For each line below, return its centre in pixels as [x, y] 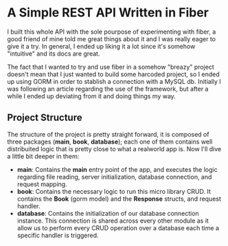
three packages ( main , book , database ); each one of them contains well [110, 142]
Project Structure [45, 118]
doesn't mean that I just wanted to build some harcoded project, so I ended [113, 74]
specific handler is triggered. [58, 235]
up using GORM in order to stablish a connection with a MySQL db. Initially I [114, 81]
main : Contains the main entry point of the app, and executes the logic [117, 169]
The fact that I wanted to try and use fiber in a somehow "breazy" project [111, 67]
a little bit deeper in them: [43, 156]
